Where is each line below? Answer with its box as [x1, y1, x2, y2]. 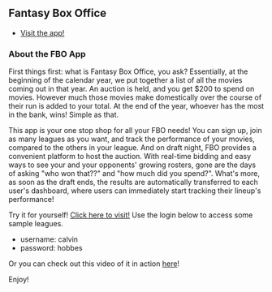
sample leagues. [8, 219, 63, 229]
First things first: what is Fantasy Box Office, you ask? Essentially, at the [8, 67, 248, 76]
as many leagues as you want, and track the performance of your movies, [8, 134, 256, 144]
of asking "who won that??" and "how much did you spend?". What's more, [8, 169, 260, 178]
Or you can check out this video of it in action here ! [8, 259, 180, 268]
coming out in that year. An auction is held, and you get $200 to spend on [8, 84, 255, 94]
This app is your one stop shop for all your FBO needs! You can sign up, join [8, 126, 262, 135]
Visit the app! [19, 28, 65, 37]
